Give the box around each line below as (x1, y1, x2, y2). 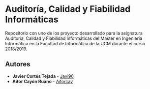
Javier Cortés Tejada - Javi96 (12, 73, 74, 79)
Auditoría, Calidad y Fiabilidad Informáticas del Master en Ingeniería (5, 35, 143, 41)
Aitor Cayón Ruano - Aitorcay (12, 78, 73, 84)
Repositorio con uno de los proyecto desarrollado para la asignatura (5, 30, 143, 36)
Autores (5, 60, 30, 68)
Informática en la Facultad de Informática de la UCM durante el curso (5, 40, 146, 46)
